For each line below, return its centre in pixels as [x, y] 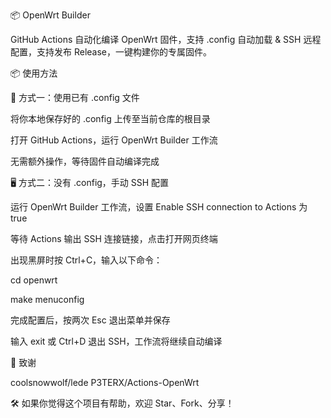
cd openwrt [34, 280]
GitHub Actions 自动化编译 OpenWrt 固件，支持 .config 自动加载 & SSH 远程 [166, 39]
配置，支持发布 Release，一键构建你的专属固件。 [111, 52]
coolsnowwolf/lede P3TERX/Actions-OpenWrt [105, 382]
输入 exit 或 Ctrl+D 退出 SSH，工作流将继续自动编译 [116, 341]
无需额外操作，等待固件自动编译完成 [85, 161]
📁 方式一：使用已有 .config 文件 [75, 97]
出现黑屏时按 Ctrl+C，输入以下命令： [86, 260]
